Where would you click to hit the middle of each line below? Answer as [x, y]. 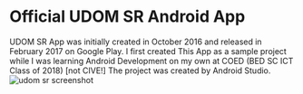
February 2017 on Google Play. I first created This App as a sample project [148, 51]
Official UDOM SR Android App [127, 17]
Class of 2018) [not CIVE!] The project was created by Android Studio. [140, 70]
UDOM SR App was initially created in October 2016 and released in [136, 42]
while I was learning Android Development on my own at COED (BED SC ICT [151, 61]
